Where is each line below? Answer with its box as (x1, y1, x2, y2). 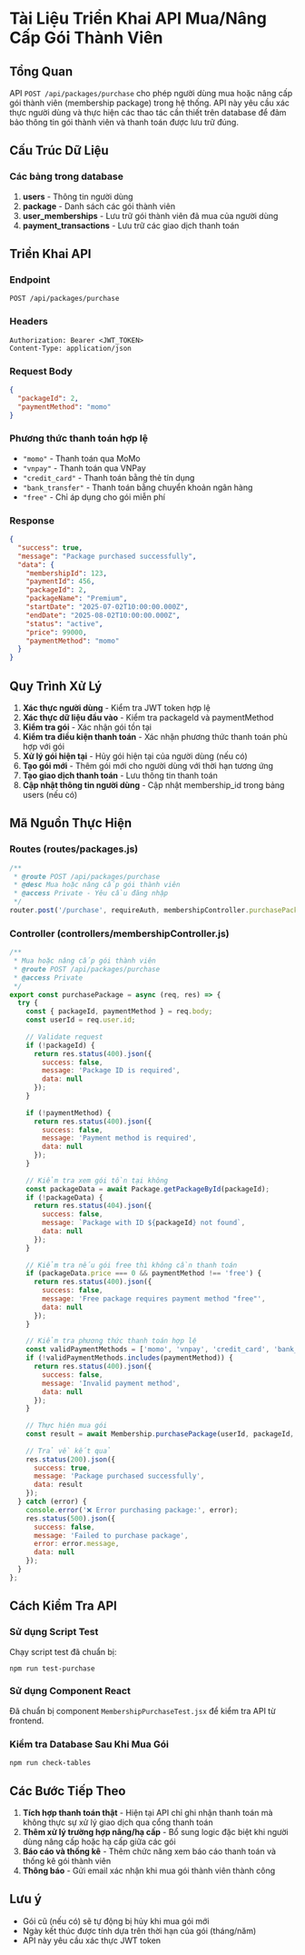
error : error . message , (33, 1540, 120, 1549)
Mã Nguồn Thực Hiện (9, 815, 133, 831)
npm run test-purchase (9, 1663, 95, 1673)
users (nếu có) (22, 790, 78, 800)
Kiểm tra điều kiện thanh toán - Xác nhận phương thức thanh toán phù (22, 732, 288, 742)
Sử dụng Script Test (9, 1626, 99, 1639)
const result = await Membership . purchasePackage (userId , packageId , (25, 1430, 295, 1439)
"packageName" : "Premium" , (25, 594, 128, 603)
